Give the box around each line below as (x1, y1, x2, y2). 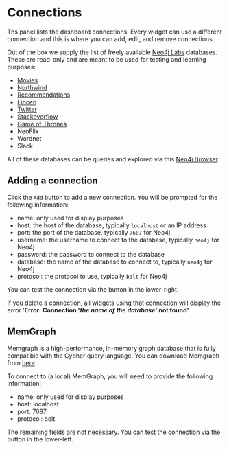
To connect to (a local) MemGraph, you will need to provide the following (7, 372, 213, 380)
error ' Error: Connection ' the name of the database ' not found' (7, 306, 190, 314)
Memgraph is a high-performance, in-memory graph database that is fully (7, 344, 216, 352)
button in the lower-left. (7, 435, 73, 444)
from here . (7, 358, 37, 367)
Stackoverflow (16, 112, 58, 121)
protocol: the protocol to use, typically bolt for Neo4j (16, 272, 167, 280)
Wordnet (16, 134, 42, 142)
